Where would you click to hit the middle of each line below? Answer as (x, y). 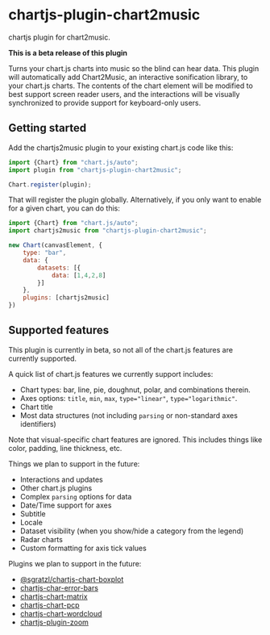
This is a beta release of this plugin (68, 52)
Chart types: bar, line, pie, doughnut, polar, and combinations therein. (135, 390)
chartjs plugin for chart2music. (59, 37)
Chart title (37, 407)
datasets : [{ (59, 268)
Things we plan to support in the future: (74, 464)
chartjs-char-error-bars (59, 587)
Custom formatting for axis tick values (83, 548)
